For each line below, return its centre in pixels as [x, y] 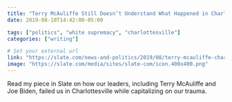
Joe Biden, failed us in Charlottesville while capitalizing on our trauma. [107, 91]
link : [15, 58]
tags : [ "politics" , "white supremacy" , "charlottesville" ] [94, 32]
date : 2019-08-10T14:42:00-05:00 [55, 20]
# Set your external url [43, 51]
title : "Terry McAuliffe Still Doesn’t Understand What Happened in [108, 13]
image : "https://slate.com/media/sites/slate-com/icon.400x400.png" [108, 64]
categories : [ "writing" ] [43, 39]
